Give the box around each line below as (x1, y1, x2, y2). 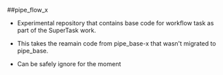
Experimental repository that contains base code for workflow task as (16, 19, 214, 27)
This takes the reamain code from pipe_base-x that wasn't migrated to (16, 40, 216, 47)
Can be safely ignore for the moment (16, 60, 121, 67)
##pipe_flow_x (7, 6, 49, 14)
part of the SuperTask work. (16, 27, 97, 34)
